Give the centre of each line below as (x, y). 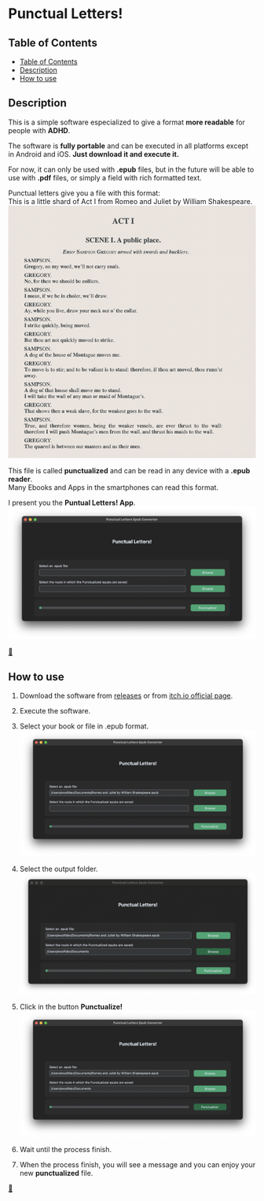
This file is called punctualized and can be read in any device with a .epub (129, 471)
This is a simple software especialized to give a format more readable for (127, 122)
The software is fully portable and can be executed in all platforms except (128, 146)
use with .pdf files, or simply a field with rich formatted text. (105, 177)
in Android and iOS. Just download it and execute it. (93, 154)
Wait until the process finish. (66, 1150)
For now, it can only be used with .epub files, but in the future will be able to (131, 169)
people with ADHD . (39, 130)
